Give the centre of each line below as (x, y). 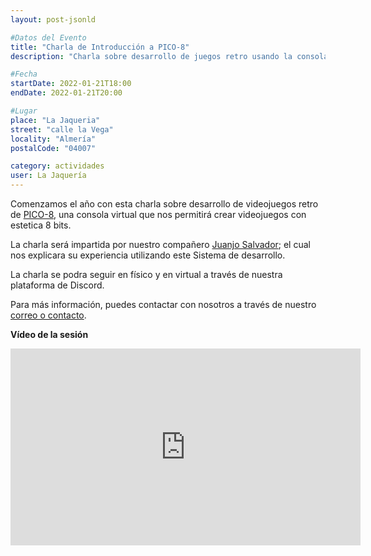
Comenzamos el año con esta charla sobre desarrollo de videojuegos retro (164, 204)
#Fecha (24, 74)
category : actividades (57, 166)
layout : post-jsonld (53, 19)
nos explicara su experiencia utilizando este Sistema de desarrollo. (148, 255)
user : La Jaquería (48, 176)
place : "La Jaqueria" (55, 120)
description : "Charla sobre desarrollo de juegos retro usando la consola (169, 56)
